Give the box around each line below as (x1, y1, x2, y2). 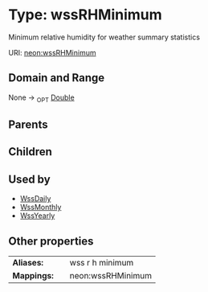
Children (8, 145, 52, 158)
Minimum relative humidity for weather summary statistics (8, 32, 201, 42)
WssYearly (19, 211, 55, 220)
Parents (8, 117, 48, 131)
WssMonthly (19, 203, 62, 212)
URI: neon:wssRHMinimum (8, 47, 96, 57)
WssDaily (19, 194, 51, 204)
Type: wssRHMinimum (8, 6, 162, 24)
